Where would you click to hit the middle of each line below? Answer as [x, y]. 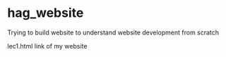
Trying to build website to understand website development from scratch [113, 32]
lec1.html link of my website [47, 46]
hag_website [46, 13]
